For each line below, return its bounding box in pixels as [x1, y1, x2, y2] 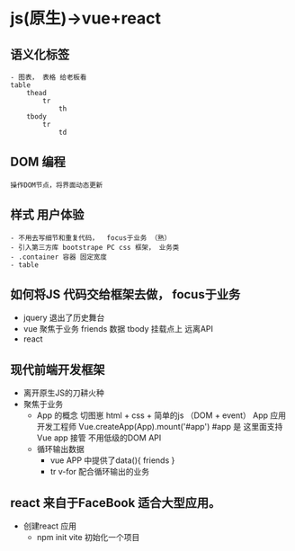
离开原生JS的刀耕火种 [22, 387, 104, 398]
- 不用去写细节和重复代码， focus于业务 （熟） [10, 233, 172, 243]
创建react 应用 [22, 520, 77, 531]
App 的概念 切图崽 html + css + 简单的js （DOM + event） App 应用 [36, 410, 287, 421]
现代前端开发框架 [10, 361, 105, 378]
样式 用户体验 [10, 208, 85, 223]
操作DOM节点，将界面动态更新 [10, 181, 103, 190]
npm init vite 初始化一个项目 [36, 532, 140, 543]
